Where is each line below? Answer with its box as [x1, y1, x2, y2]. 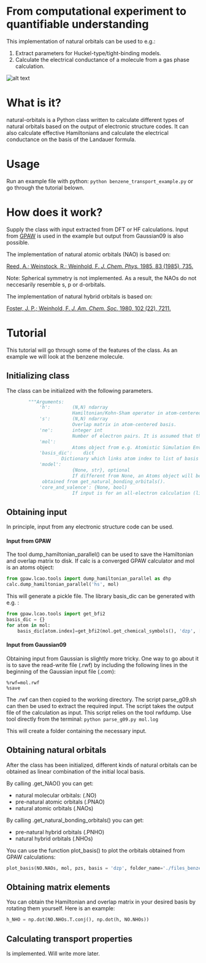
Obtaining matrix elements [6, 881, 110, 893]
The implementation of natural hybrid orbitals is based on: [6, 292, 153, 300]
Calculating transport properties [6, 934, 133, 944]
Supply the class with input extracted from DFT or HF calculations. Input [6, 226, 189, 233]
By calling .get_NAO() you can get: [6, 780, 94, 787]
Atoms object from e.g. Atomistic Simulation [72, 444, 191, 451]
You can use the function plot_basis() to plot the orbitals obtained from [6, 847, 185, 854]
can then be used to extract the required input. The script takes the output [6, 702, 194, 709]
